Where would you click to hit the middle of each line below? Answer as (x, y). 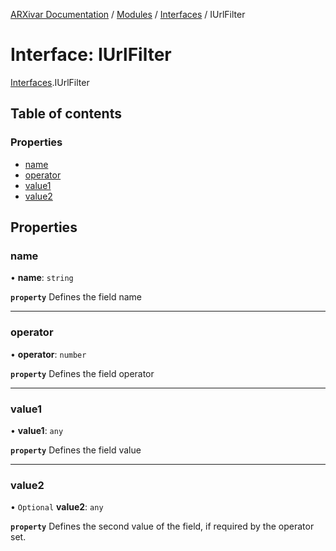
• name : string (42, 278)
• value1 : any (37, 430)
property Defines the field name (76, 297)
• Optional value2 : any (57, 507)
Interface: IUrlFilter (91, 55)
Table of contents (66, 114)
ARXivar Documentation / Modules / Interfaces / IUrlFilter (128, 14)
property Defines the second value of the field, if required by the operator (162, 526)
